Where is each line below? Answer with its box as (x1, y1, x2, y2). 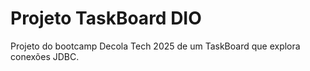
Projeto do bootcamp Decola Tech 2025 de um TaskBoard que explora (10, 40, 301, 52)
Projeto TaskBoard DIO (10, 7, 202, 30)
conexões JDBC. (10, 50, 80, 62)
